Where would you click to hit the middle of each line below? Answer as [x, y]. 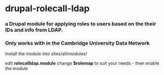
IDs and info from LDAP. [34, 30]
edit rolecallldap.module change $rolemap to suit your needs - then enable [82, 63]
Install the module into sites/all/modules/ [46, 54]
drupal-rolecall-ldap [47, 9]
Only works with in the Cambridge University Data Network [77, 43]
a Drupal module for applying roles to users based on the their [81, 24]
